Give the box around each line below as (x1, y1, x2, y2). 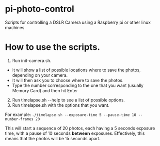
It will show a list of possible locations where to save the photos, (12, 67, 141, 73)
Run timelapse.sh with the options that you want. (12, 102, 110, 108)
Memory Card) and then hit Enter (12, 87, 78, 93)
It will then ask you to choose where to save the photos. (12, 77, 124, 83)
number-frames (5, 116, 34, 122)
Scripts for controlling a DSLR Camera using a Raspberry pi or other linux (5, 19, 151, 25)
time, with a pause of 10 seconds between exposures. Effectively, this (5, 130, 145, 136)
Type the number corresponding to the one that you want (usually (12, 82, 144, 88)
